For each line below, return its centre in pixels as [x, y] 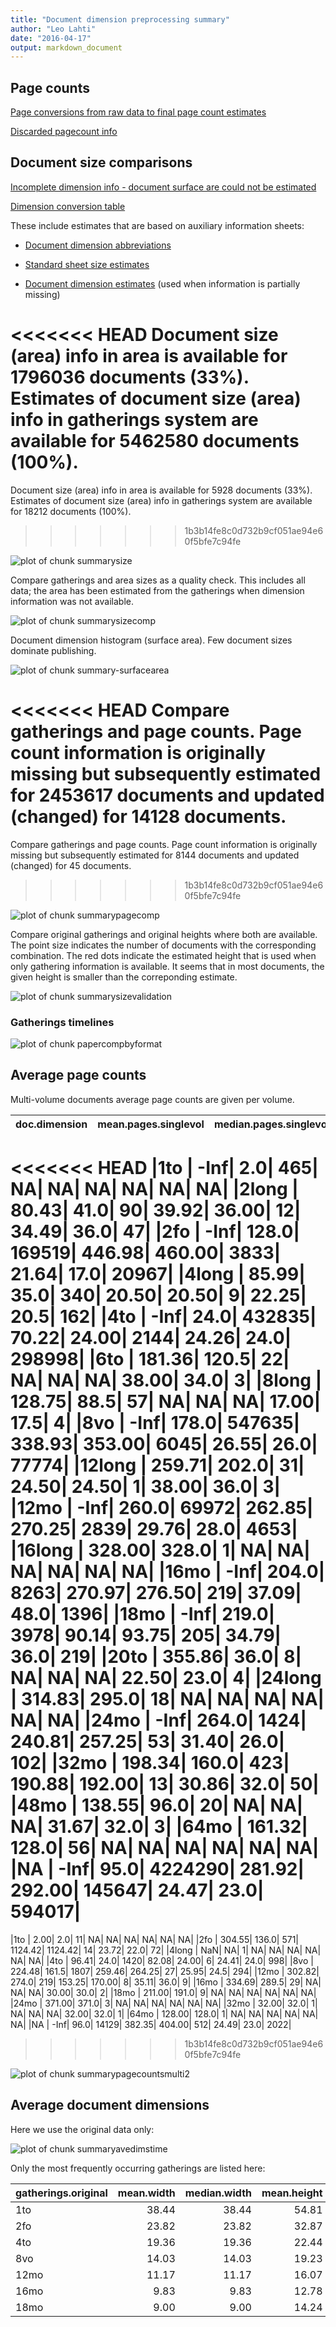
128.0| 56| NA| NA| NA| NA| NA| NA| [165, 1848]
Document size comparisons [101, 162]
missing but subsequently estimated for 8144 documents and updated [155, 855]
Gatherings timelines [62, 1022]
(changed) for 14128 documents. [148, 817]
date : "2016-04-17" [51, 38]
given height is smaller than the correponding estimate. [124, 977]
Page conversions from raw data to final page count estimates [138, 112]
